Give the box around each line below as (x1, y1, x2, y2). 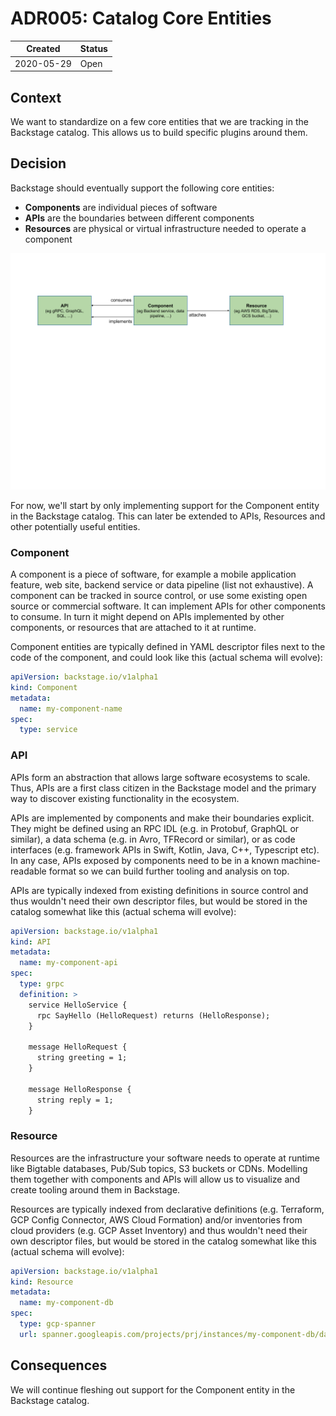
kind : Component (10, 682, 78, 692)
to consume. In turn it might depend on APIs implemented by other (10, 611, 285, 623)
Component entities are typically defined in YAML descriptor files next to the (10, 641, 326, 653)
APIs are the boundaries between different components (24, 212, 255, 224)
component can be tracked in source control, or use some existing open (10, 590, 308, 602)
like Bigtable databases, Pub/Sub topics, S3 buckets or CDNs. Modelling (10, 1162, 308, 1174)
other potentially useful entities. (10, 520, 141, 532)
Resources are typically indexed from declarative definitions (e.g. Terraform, (10, 1203, 325, 1215)
